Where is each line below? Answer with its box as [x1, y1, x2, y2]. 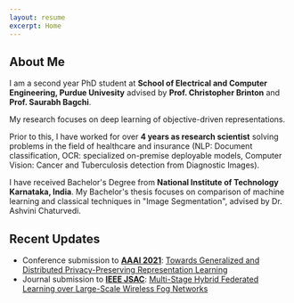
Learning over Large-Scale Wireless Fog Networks [21, 283, 208, 294]
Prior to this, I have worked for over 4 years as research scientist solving [9, 131, 279, 143]
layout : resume [9, 12, 66, 22]
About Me [9, 54, 65, 70]
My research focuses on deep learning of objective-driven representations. [9, 114, 286, 125]
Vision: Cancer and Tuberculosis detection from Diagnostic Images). [9, 160, 260, 170]
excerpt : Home [9, 21, 62, 30]
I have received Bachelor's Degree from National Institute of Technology [9, 177, 279, 188]
